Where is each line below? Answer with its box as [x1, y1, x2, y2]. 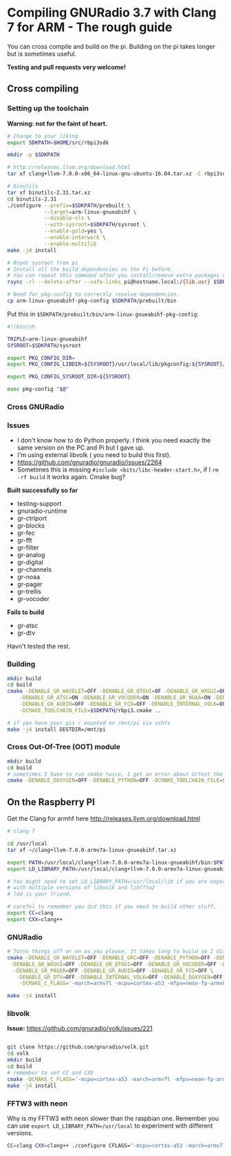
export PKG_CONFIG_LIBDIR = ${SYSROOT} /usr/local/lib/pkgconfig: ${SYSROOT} [7, 361, 223, 368]
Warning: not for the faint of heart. [7, 119, 108, 128]
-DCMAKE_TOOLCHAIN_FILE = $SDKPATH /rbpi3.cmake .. [19, 707, 162, 714]
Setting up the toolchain [7, 103, 89, 113]
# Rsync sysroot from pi [7, 259, 78, 266]
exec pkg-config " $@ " [7, 386, 69, 393]
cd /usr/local [7, 840, 48, 847]
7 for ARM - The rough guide [7, 19, 173, 35]
